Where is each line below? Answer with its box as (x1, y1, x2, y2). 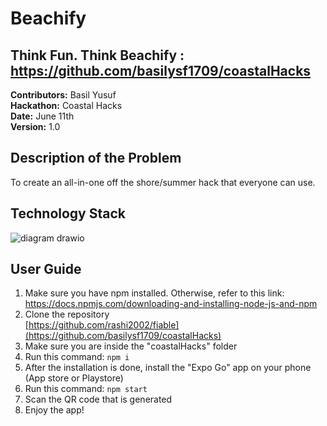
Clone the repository (24, 308, 110, 321)
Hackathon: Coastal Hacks (10, 100, 123, 111)
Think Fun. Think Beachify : (10, 47, 185, 64)
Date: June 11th (10, 110, 75, 122)
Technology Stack (10, 205, 126, 222)
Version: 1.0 (10, 121, 61, 132)
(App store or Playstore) (24, 372, 124, 384)
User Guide (10, 261, 82, 278)
